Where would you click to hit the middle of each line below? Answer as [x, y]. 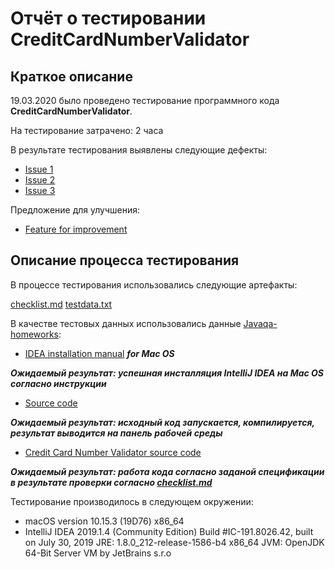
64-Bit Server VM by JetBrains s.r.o [98, 553]
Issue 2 [40, 180]
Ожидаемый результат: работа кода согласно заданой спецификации [167, 471]
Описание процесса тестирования [125, 260]
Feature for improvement [76, 229]
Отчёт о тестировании [108, 18]
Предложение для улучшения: [75, 210]
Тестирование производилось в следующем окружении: [132, 501]
